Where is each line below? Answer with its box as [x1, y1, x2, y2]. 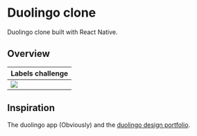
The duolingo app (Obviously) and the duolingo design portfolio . [7, 120, 191, 129]
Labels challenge [10, 68, 69, 78]
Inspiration [7, 102, 55, 114]
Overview [7, 48, 51, 60]
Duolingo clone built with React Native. [7, 28, 118, 36]
